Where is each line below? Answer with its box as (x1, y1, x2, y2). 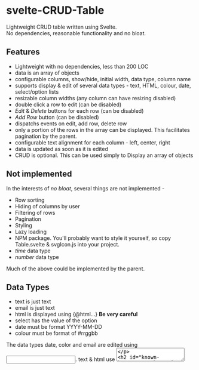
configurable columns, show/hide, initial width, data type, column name (14, 75, 191, 82)
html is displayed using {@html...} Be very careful (14, 311, 138, 318)
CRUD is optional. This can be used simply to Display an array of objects (14, 152, 194, 159)
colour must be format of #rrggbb (14, 329, 99, 337)
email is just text (14, 304, 55, 312)
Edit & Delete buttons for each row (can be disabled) (14, 107, 144, 114)
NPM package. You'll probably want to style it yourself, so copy (14, 234, 172, 242)
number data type (14, 253, 59, 260)
